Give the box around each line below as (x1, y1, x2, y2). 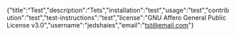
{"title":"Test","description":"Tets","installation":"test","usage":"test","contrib (6, 6, 230, 14)
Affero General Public (163, 13, 227, 22)
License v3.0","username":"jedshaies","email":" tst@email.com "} (6, 21, 194, 29)
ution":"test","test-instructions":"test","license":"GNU (6, 13, 162, 22)
